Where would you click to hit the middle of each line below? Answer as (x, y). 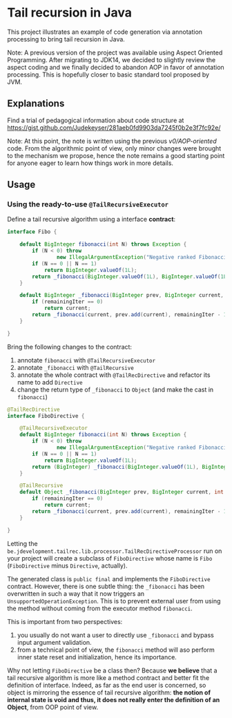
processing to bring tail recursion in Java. (66, 39)
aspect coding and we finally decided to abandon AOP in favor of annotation (116, 67)
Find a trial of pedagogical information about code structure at (96, 120)
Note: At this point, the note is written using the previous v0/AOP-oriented (112, 141)
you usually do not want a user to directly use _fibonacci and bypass (115, 635)
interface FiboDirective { (46, 416)
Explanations (36, 104)
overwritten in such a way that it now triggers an (76, 593)
